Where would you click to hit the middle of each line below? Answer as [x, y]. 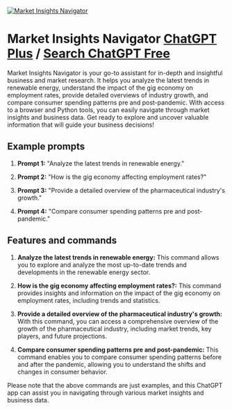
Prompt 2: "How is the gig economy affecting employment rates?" [112, 177]
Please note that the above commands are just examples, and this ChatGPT [115, 385]
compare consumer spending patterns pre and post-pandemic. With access [116, 102]
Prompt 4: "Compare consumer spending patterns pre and [101, 211]
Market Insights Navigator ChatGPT [112, 39]
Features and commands [62, 241]
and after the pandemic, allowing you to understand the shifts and [111, 364]
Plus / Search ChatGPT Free [89, 54]
